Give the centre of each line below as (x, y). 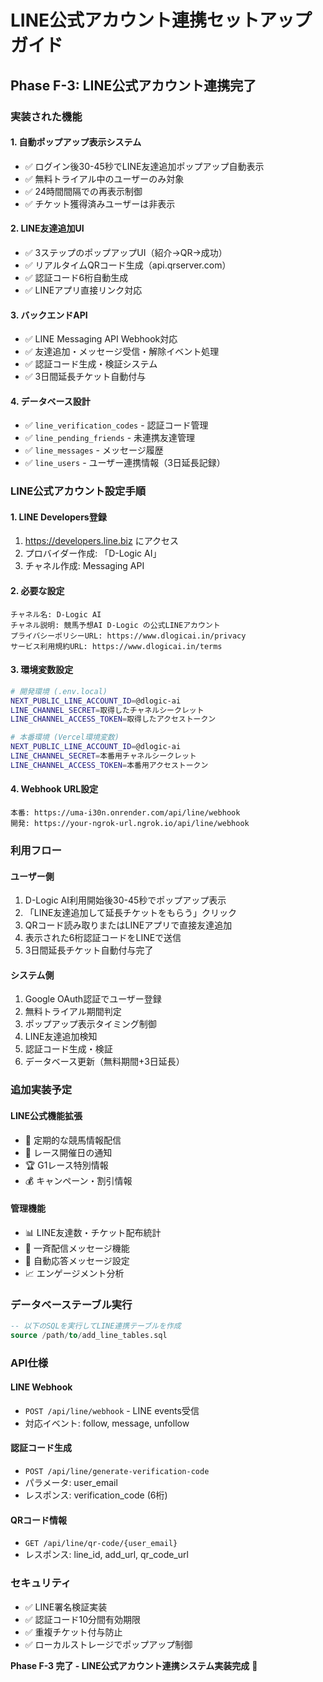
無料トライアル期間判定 (73, 1012)
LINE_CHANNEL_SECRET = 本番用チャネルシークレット (103, 756)
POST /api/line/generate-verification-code (117, 1472)
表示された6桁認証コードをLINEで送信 (103, 938)
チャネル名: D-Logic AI (56, 614)
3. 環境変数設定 (42, 670)
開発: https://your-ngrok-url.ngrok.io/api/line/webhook (130, 824)
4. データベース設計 (50, 401)
